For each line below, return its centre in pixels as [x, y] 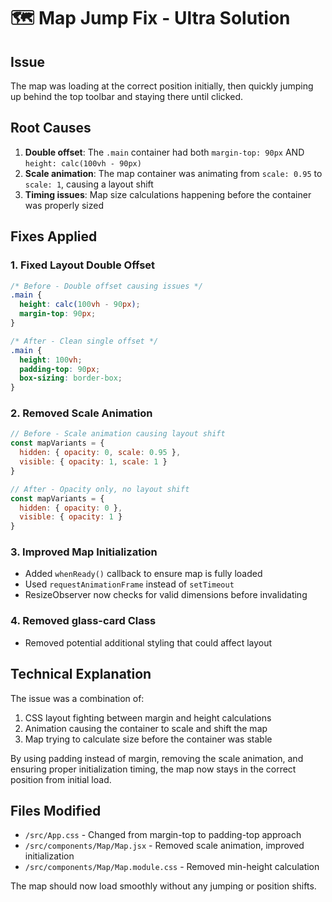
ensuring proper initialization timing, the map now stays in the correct [153, 769]
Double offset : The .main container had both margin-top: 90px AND [164, 152]
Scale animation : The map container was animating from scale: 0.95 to [173, 173]
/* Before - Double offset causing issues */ [106, 286]
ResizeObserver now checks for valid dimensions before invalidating [166, 595]
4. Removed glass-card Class [83, 621]
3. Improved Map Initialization [84, 552]
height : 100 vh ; [51, 360]
